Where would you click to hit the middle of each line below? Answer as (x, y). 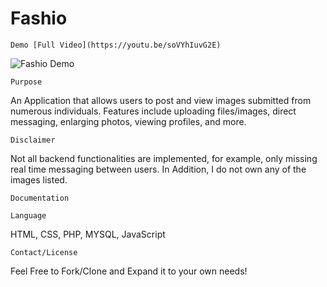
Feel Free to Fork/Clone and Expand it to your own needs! (129, 271)
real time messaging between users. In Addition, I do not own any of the (158, 169)
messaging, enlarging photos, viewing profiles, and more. (128, 121)
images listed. (39, 179)
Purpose (26, 82)
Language (28, 215)
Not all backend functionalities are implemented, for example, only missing (164, 158)
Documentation (40, 198)
